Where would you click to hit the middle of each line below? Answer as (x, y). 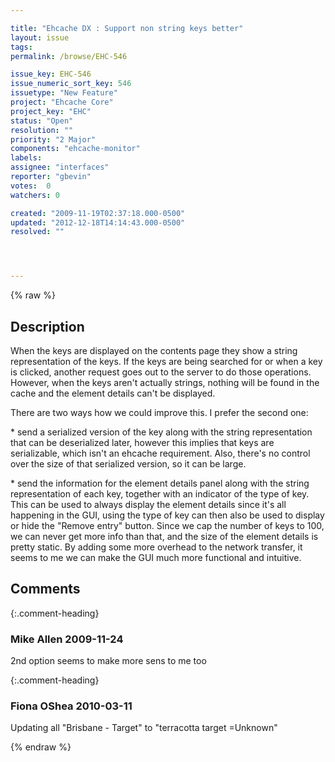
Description (47, 326)
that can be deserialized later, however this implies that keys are (142, 442)
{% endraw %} (41, 747)
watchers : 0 (35, 195)
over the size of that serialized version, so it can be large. (128, 463)
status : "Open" (42, 121)
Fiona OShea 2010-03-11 (71, 706)
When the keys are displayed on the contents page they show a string (154, 350)
